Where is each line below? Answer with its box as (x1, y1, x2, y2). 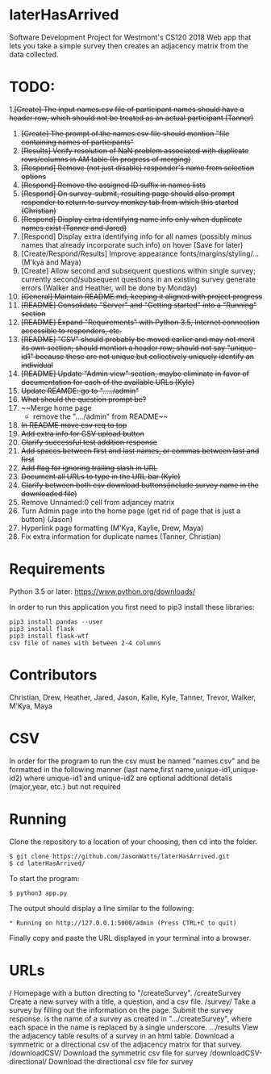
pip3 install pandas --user (9, 617, 104, 626)
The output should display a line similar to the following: (9, 903, 194, 913)
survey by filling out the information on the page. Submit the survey (9, 1005, 233, 1014)
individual (20, 360, 53, 370)
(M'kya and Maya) (20, 257, 81, 267)
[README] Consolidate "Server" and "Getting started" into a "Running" (20, 300, 257, 310)
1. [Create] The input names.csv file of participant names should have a (9, 104, 244, 114)
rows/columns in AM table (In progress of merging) (20, 154, 191, 164)
